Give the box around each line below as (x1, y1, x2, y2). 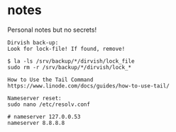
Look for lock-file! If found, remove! (7, 45, 126, 52)
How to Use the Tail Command (7, 76, 94, 83)
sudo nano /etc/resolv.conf (7, 101, 91, 108)
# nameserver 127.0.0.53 (7, 113, 81, 120)
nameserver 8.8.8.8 (7, 119, 65, 126)
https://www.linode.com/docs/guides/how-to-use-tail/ (7, 82, 170, 90)
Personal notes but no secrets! (7, 25, 97, 34)
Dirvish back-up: (7, 39, 59, 46)
